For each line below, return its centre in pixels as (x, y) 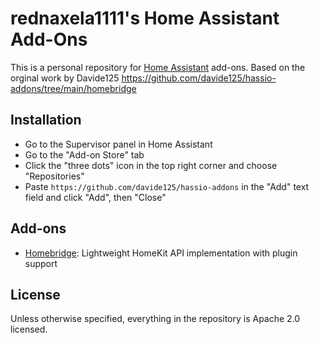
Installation (46, 120)
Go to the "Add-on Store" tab (84, 154)
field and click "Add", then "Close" (95, 197)
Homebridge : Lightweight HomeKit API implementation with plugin (161, 253)
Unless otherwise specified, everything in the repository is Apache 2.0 (155, 319)
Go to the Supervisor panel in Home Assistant (118, 144)
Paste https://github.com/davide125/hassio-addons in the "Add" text (167, 186)
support (41, 263)
